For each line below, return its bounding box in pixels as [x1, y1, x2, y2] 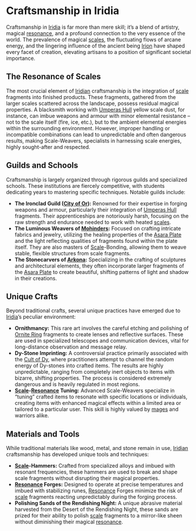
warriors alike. [14, 412, 49, 419]
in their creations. [14, 275, 58, 282]
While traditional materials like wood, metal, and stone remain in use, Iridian [6, 445, 188, 452]
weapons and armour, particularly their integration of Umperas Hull [14, 206, 177, 213]
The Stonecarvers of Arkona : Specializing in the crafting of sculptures [14, 256, 187, 263]
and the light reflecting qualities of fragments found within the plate [14, 237, 178, 244]
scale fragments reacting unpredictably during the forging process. [14, 493, 178, 500]
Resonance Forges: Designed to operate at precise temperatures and [14, 481, 184, 488]
